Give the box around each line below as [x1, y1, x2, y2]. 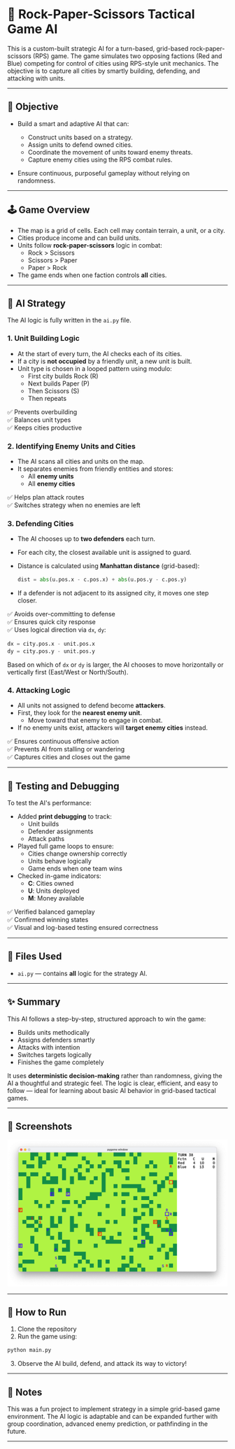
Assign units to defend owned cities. [27, 140, 133, 149]
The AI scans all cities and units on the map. [17, 457, 145, 465]
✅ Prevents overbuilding [7, 407, 78, 416]
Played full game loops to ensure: [17, 842, 114, 850]
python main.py [7, 1347, 52, 1354]
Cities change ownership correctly [27, 849, 127, 858]
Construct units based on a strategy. [27, 133, 133, 141]
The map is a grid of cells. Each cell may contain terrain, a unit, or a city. [17, 226, 226, 234]
